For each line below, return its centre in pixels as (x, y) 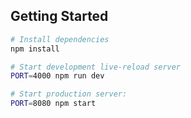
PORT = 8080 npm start (53, 104)
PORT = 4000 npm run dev (57, 76)
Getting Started (59, 16)
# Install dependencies (60, 39)
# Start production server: (69, 94)
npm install (35, 49)
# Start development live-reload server (96, 67)
